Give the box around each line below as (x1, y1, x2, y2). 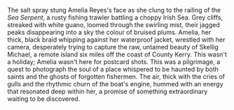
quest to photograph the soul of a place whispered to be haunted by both (7, 65, 219, 73)
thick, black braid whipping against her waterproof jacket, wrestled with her (7, 36, 226, 44)
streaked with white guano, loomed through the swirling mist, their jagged (7, 21, 221, 29)
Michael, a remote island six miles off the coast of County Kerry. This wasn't (7, 50, 228, 58)
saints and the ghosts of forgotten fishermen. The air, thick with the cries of (7, 72, 226, 81)
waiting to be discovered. (7, 95, 81, 103)
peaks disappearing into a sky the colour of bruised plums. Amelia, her (7, 28, 212, 36)
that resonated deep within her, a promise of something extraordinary (7, 87, 208, 95)
